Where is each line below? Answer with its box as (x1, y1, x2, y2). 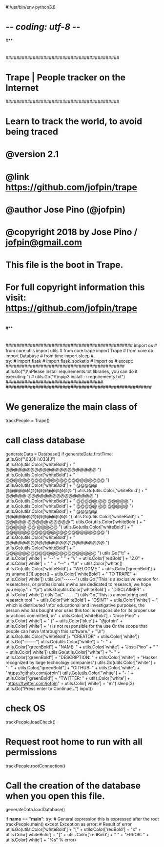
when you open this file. (5, 790, 105, 801)
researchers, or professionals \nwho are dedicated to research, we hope (5, 581, 151, 587)
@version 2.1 (5, 149, 59, 160)
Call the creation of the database (5, 780, 141, 791)
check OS (5, 703, 45, 714)
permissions (5, 746, 58, 758)
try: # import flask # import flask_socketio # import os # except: (5, 358, 134, 364)
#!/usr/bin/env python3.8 (5, 4, 56, 10)
